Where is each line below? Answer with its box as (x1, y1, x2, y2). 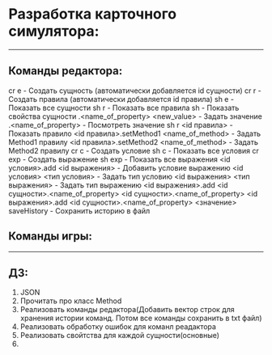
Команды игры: (8, 230, 93, 243)
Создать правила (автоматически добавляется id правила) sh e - (8, 94, 235, 104)
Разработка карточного (8, 5, 176, 23)
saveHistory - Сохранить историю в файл (8, 205, 151, 215)
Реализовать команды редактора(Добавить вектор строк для (19, 305, 235, 315)
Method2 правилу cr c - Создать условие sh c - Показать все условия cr (8, 146, 259, 155)
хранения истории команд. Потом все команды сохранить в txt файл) (19, 313, 262, 323)
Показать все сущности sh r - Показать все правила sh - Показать (8, 103, 240, 112)
